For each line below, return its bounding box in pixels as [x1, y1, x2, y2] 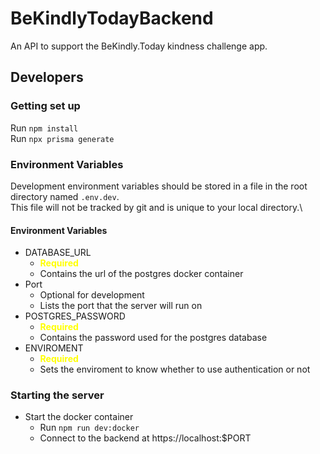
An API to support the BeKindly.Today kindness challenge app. [10, 40, 268, 52]
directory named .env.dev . [10, 190, 120, 202]
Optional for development [39, 289, 145, 301]
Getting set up [10, 99, 81, 113]
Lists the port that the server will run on [39, 300, 203, 312]
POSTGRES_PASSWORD [24, 310, 126, 322]
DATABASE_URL [24, 247, 92, 259]
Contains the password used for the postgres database [39, 332, 268, 344]
